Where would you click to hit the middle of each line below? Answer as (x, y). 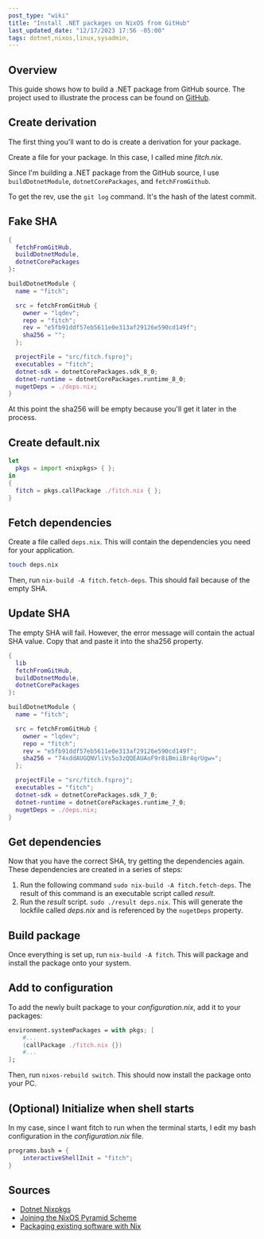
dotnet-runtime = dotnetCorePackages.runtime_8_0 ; (101, 379)
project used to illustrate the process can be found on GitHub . (109, 98)
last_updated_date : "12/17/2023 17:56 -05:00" (87, 30)
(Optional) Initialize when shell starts (101, 1108)
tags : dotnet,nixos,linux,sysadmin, (69, 38)
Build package (45, 935)
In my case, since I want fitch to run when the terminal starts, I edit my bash (132, 1128)
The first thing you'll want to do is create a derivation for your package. (124, 142)
